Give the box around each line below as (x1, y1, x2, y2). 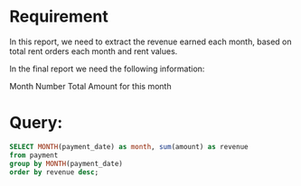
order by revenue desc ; (9, 167, 99, 177)
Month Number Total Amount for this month (9, 80, 172, 91)
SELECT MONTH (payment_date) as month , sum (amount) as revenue (9, 142, 249, 151)
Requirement (9, 6, 108, 27)
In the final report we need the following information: (9, 63, 205, 74)
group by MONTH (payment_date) (9, 159, 124, 168)
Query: (9, 113, 63, 133)
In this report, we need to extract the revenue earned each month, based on (9, 36, 292, 47)
